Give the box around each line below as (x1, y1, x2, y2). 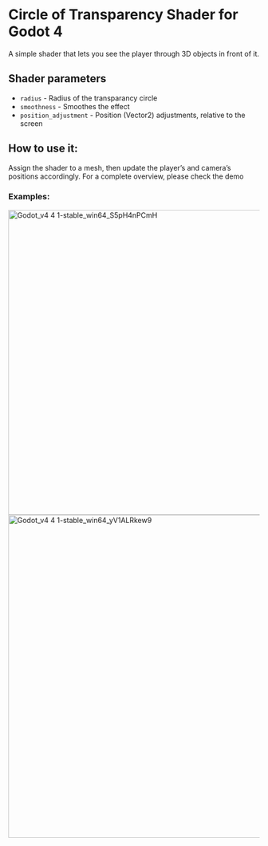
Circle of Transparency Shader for (8, 6, 238, 24)
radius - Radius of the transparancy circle (19, 93, 158, 103)
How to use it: (8, 142, 78, 155)
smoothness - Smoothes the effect (19, 101, 130, 111)
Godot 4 (8, 22, 63, 41)
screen (19, 118, 43, 128)
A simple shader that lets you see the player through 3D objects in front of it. (8, 49, 260, 58)
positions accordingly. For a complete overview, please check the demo (8, 171, 244, 181)
